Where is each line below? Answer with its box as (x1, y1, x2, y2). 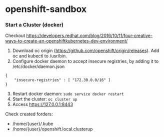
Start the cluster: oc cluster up (12, 96, 77, 102)
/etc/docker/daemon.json (12, 63, 65, 69)
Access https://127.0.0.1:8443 (12, 101, 73, 107)
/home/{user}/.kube (12, 121, 53, 127)
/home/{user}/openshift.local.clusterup (12, 126, 93, 132)
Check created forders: (5, 111, 53, 117)
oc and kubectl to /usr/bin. (12, 53, 67, 59)
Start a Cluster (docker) (5, 21, 64, 28)
